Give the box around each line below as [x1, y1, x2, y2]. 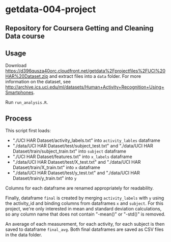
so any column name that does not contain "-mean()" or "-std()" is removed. [5, 211, 165, 217]
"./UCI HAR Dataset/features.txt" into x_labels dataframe [12, 154, 132, 160]
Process [5, 114, 32, 123]
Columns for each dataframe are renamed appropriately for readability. [5, 185, 154, 191]
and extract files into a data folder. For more [49, 73, 141, 79]
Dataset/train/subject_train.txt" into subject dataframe [12, 148, 126, 155]
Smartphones [5, 89, 34, 96]
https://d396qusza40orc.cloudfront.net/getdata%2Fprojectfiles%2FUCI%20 [5, 68, 166, 74]
